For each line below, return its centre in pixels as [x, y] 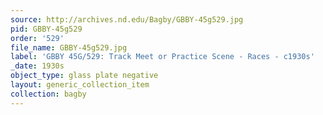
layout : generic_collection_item [80, 85]
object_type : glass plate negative [84, 76]
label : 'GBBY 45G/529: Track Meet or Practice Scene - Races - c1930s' [162, 57]
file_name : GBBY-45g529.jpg [69, 47]
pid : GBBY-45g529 [46, 29]
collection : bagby [48, 94]
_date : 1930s [37, 66]
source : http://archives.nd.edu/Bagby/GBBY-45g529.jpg [127, 19]
